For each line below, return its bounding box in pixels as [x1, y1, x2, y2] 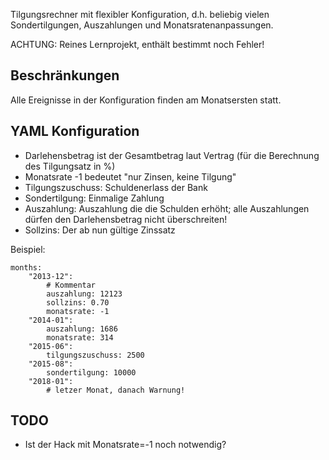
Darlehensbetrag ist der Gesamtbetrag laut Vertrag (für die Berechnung [24, 149, 320, 161]
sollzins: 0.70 [46, 297, 110, 308]
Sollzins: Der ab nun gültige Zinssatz [24, 224, 176, 236]
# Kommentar [46, 280, 97, 290]
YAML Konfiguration [10, 123, 140, 140]
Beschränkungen [10, 67, 120, 84]
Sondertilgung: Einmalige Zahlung [24, 192, 165, 204]
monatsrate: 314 [46, 332, 114, 343]
